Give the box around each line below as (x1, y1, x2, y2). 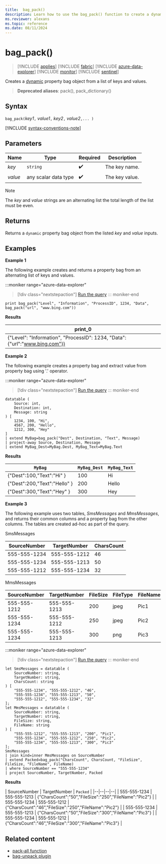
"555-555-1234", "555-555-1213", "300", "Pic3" (14, 740, 114, 745)
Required (79, 154, 101, 161)
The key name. (105, 164, 140, 171)
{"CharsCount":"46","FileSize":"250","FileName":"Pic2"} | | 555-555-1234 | (5, 805, 158, 810)
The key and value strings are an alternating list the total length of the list (5, 197, 154, 203)
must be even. (5, 202, 35, 208)
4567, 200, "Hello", (14, 423, 56, 428)
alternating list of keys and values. (5, 272, 75, 278)
